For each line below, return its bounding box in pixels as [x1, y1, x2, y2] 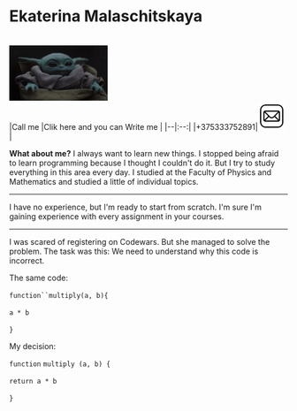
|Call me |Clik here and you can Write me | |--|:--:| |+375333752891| [9, 121, 258, 132]
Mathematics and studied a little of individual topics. [9, 176, 199, 186]
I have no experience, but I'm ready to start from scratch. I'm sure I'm [9, 202, 263, 212]
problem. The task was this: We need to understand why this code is [9, 246, 259, 256]
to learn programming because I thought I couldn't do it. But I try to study [9, 157, 276, 168]
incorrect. [9, 255, 45, 266]
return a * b [9, 377, 57, 385]
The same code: [9, 272, 69, 283]
